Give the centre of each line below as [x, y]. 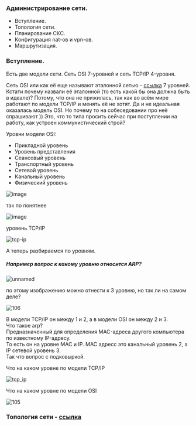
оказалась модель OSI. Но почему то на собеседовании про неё [87, 110]
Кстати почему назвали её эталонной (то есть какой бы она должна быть [98, 91]
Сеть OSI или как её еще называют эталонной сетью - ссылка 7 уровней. [98, 85]
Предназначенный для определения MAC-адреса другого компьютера [95, 332]
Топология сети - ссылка [44, 417]
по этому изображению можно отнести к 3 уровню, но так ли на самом [96, 290]
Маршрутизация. [36, 46]
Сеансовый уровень [40, 158]
